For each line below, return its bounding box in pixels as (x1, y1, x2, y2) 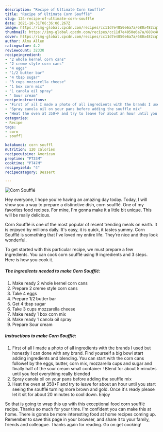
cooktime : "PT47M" (5, 161, 42, 165)
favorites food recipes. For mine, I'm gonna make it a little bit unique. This (5, 207, 152, 213)
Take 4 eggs (12, 290, 37, 297)
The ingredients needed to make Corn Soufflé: (5, 268, 100, 274)
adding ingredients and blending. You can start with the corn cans (12, 356, 144, 361)
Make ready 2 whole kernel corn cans (12, 280, 88, 286)
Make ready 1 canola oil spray (12, 317, 72, 323)
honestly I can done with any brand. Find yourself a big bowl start (12, 350, 144, 356)
